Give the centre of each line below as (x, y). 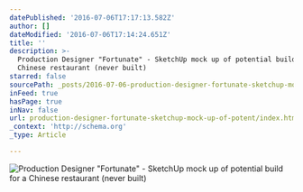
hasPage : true (36, 101)
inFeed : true (34, 93)
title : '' (28, 43)
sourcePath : (32, 85)
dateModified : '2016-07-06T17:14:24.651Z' (90, 34)
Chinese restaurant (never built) (82, 69)
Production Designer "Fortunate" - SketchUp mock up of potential (145, 59)
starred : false (38, 77)
